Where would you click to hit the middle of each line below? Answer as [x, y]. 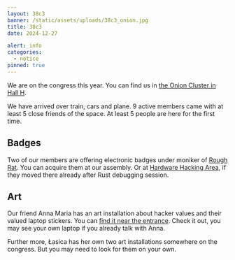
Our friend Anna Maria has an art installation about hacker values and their [115, 213]
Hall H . [17, 92]
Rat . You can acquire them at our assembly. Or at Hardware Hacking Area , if [116, 167]
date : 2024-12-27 [33, 33]
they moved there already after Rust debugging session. [88, 175]
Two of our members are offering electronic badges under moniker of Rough [117, 160]
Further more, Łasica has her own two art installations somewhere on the [113, 242]
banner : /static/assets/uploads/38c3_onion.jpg [78, 20]
